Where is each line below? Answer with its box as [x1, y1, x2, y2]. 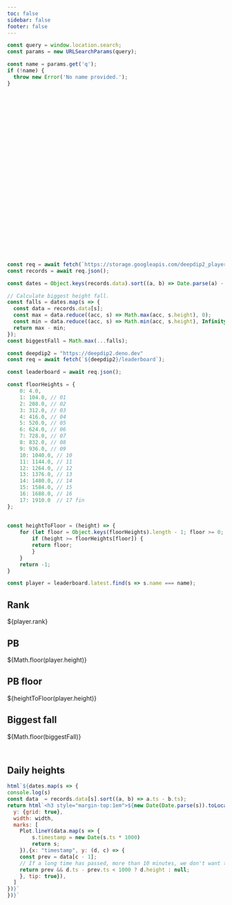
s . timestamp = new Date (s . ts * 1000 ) [32, 834, 141, 841]
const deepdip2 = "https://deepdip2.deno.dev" [7, 350, 144, 356]
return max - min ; [13, 324, 67, 332]
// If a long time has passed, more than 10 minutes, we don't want [19, 859, 221, 867]
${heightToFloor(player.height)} [7, 694, 97, 702]
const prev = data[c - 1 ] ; [19, 853, 97, 860]
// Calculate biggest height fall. [7, 292, 110, 299]
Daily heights [7, 764, 66, 776]
